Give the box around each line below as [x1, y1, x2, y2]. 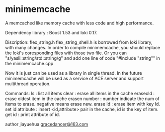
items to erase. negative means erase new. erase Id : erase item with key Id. [5, 101, 161, 107]
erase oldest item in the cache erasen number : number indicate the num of [5, 96, 160, 102]
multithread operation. [5, 81, 51, 87]
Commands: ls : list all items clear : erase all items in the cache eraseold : [5, 90, 155, 96]
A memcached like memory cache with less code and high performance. [5, 20, 154, 26]
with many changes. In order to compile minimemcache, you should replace [5, 44, 161, 50]
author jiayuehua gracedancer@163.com [5, 121, 88, 127]
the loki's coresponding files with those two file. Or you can [5, 50, 127, 56]
